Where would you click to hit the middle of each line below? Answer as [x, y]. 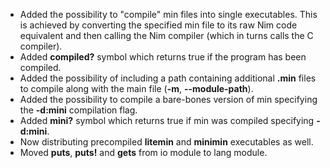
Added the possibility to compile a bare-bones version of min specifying [168, 99]
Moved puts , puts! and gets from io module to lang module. [143, 152]
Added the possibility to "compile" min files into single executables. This [168, 14]
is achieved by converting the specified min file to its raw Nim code [158, 25]
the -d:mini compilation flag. [78, 110]
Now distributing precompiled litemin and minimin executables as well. [166, 142]
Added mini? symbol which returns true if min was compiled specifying [167, 120]
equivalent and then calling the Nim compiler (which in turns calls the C [166, 35]
